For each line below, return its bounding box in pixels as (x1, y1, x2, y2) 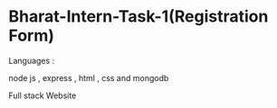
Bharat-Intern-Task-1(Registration (8, 6, 269, 27)
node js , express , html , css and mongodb (8, 72, 169, 83)
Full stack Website (8, 90, 77, 101)
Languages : (8, 55, 55, 66)
